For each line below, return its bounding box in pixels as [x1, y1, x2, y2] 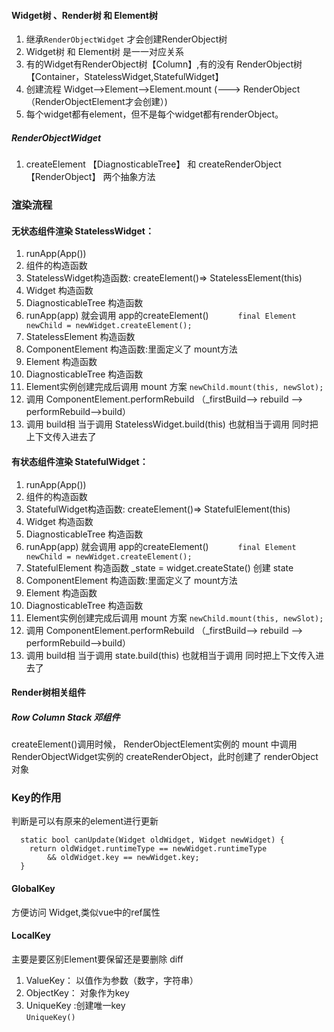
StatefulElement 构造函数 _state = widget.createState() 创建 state [25, 561, 294, 574]
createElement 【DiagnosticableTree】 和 [25, 158, 197, 170]
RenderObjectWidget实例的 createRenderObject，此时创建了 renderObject [11, 751, 319, 763]
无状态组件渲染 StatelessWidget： [11, 225, 154, 237]
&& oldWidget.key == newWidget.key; [47, 853, 200, 863]
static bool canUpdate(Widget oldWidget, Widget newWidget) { [20, 835, 285, 845]
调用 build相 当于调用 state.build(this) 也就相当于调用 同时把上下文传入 [25, 649, 316, 661]
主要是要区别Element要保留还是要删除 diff [11, 953, 184, 965]
